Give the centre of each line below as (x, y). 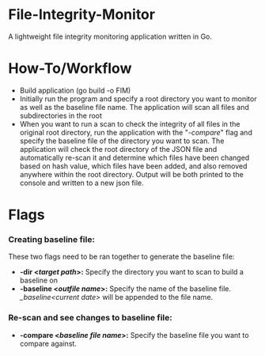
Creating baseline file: (51, 239)
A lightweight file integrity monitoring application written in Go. (110, 36)
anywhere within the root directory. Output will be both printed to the (131, 174)
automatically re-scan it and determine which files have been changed (134, 157)
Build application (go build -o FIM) (75, 90)
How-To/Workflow (70, 68)
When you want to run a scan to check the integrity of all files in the (130, 123)
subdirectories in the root (61, 116)
